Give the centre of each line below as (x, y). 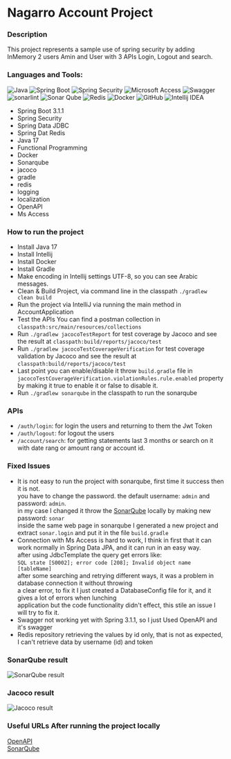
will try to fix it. (38, 612)
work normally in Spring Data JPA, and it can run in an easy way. (109, 547)
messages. (33, 284)
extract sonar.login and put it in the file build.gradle (93, 532)
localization (34, 199)
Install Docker (37, 262)
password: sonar (41, 518)
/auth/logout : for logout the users (66, 433)
